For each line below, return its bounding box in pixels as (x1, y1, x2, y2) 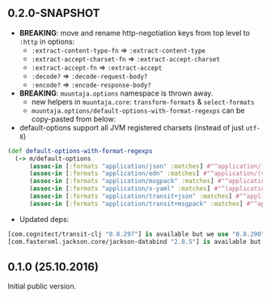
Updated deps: (19, 214, 70, 224)
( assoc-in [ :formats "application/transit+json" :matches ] (28, 192, 232, 201)
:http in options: (19, 36, 75, 46)
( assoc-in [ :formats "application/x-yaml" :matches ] (28, 185, 211, 193)
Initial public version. (7, 281, 77, 291)
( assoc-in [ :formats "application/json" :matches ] (28, 162, 204, 170)
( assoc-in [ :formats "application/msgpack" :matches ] (28, 177, 215, 186)
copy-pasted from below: (31, 113, 116, 124)
